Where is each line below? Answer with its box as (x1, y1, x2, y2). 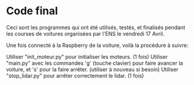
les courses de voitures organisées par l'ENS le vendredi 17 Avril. (6, 30, 165, 37)
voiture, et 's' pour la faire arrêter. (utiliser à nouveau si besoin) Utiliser (6, 65, 179, 73)
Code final (6, 4, 58, 18)
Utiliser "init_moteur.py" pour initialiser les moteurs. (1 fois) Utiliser (6, 53, 168, 60)
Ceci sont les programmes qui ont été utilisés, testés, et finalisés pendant (6, 24, 186, 31)
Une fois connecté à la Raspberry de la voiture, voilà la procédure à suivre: (6, 42, 189, 49)
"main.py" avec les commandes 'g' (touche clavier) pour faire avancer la (6, 59, 183, 67)
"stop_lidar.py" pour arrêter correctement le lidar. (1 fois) (6, 72, 144, 79)
